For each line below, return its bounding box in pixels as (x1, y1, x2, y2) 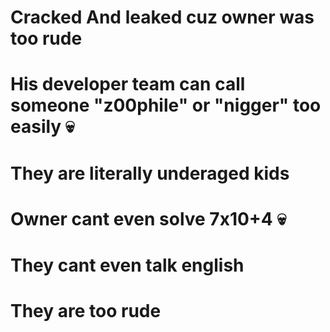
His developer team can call (10, 73, 246, 96)
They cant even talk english (10, 254, 245, 276)
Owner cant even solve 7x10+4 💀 (10, 207, 287, 230)
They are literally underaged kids (10, 162, 290, 185)
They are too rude (10, 300, 162, 323)
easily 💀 (10, 116, 75, 138)
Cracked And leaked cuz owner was (10, 6, 315, 29)
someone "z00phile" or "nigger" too (10, 94, 322, 117)
